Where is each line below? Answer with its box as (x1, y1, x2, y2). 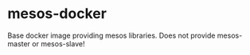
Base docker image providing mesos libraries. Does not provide (7, 31, 216, 40)
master (7, 38, 31, 48)
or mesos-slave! (32, 38, 85, 48)
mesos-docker (7, 5, 107, 23)
